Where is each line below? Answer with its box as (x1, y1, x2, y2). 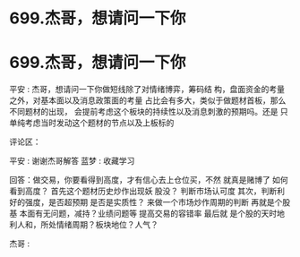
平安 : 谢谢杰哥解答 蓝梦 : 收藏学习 (9, 156, 135, 167)
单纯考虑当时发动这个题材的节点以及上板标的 (9, 117, 175, 128)
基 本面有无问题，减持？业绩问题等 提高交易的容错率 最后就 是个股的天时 (9, 208, 278, 219)
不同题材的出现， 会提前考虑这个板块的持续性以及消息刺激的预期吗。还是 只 (9, 107, 288, 117)
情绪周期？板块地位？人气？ (56, 219, 159, 230)
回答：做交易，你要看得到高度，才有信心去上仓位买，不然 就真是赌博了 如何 (9, 175, 288, 185)
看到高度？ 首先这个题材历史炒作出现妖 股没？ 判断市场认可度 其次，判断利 (9, 185, 285, 197)
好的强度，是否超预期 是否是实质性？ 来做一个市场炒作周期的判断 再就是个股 (9, 197, 291, 208)
